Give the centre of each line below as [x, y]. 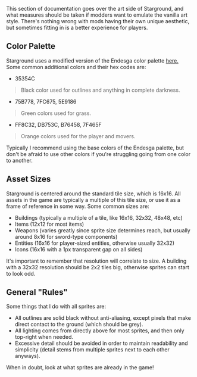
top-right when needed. [44, 337]
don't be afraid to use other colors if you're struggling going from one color [98, 154]
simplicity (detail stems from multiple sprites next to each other [92, 350]
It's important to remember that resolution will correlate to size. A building [96, 261]
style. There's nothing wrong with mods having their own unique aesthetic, [98, 21]
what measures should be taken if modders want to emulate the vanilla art [97, 15]
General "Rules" [37, 292]
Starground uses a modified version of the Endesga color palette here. [92, 60]
